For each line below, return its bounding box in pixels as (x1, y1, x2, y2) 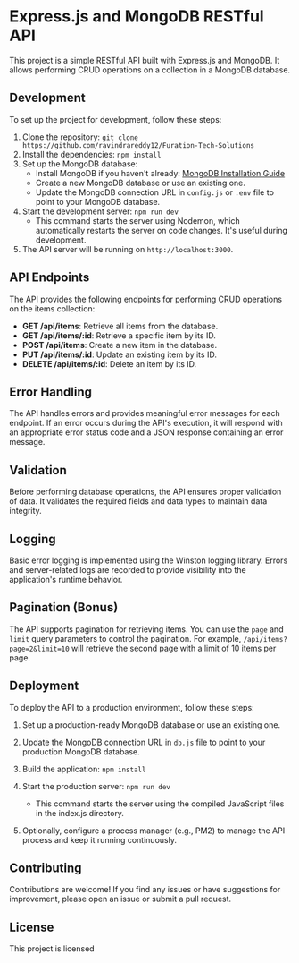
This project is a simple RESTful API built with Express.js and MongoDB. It (9, 55, 280, 65)
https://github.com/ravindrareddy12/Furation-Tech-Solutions (21, 141, 255, 149)
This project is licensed (9, 943, 96, 954)
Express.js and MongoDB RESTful (9, 6, 265, 27)
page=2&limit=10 (9, 644, 70, 653)
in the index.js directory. (35, 807, 125, 818)
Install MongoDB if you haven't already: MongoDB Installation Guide (35, 167, 286, 178)
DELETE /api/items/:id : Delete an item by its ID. (21, 358, 197, 369)
